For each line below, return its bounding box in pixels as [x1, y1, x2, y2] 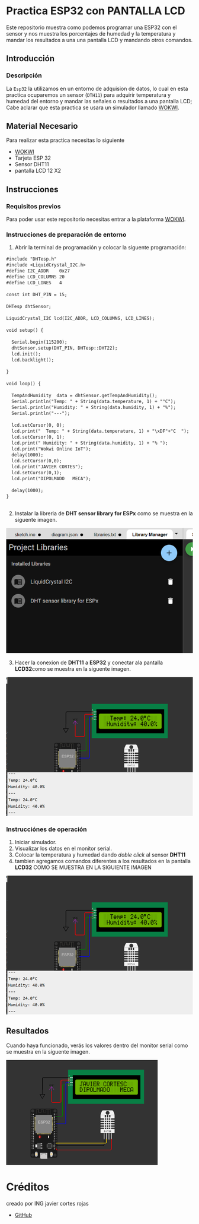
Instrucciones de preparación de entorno [6, 230, 127, 239]
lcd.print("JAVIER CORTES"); [11, 464, 84, 470]
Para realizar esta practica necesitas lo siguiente [6, 137, 125, 144]
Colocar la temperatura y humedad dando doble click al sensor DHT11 [14, 851, 185, 858]
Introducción [6, 53, 55, 64]
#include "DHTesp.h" [6, 256, 57, 262]
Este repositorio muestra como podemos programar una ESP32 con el [6, 24, 177, 31]
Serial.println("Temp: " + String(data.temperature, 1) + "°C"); [11, 399, 176, 405]
